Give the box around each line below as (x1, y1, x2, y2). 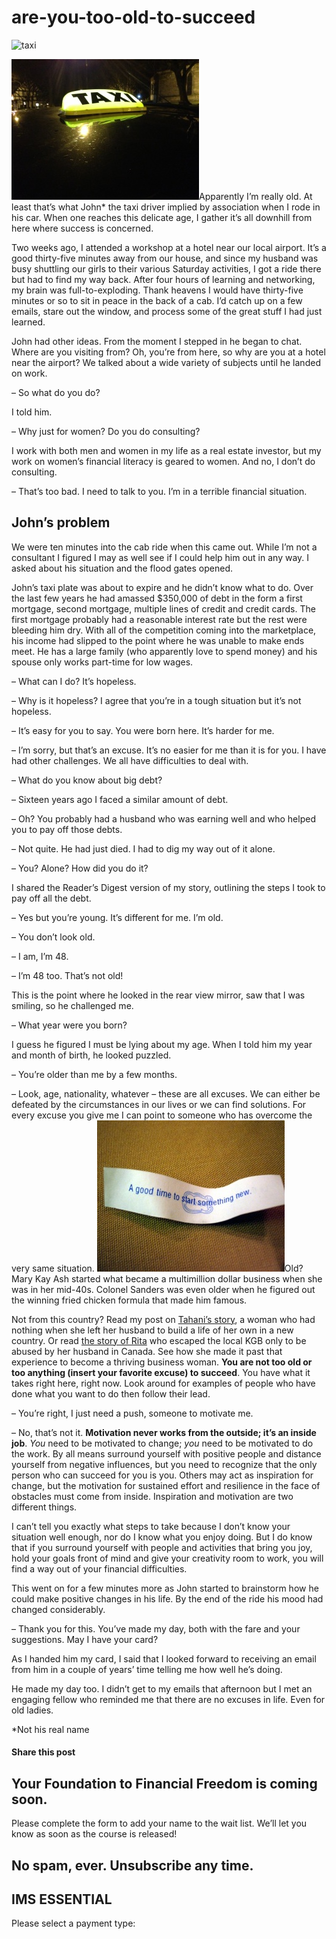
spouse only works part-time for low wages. (11, 656, 194, 668)
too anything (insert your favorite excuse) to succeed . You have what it (11, 1366, 311, 1378)
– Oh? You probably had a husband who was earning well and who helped (11, 812, 316, 825)
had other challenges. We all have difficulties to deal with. (11, 754, 249, 766)
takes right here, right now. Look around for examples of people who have (11, 1377, 316, 1389)
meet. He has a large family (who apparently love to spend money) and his (11, 645, 318, 657)
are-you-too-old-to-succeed (11, 6, 256, 29)
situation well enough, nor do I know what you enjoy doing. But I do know (11, 1531, 313, 1543)
